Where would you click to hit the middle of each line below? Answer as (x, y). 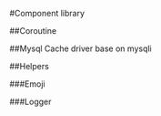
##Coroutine (33, 31)
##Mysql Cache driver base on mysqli (80, 48)
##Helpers (30, 66)
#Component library (47, 13)
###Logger (30, 101)
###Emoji (27, 84)
